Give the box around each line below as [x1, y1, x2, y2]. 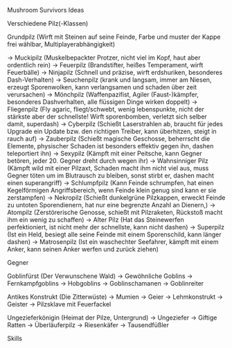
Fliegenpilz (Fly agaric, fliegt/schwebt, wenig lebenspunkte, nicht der [7, 105, 204, 113]
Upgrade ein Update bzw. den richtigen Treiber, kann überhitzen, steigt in [7, 128, 217, 135]
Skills [7, 334, 23, 342]
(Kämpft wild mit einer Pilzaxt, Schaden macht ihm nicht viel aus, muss [7, 164, 209, 172]
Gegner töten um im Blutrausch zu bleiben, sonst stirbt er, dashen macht [7, 171, 215, 180]
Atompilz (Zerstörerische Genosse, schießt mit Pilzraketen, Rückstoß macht [7, 208, 223, 216]
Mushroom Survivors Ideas [7, 6, 84, 14]
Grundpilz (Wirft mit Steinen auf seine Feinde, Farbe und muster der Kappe [7, 33, 221, 41]
